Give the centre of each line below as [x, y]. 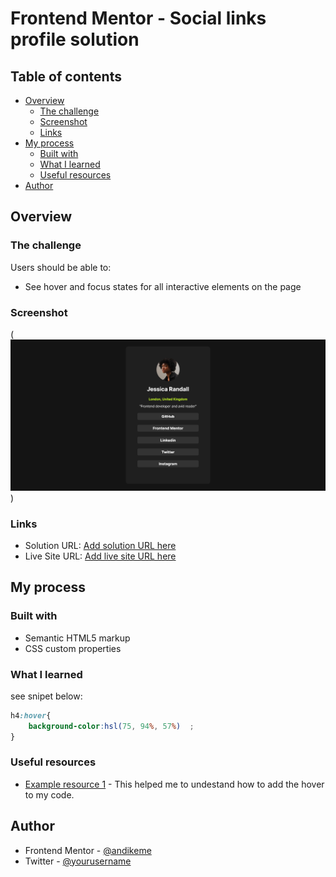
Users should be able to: [61, 267]
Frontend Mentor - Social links [138, 18]
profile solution [75, 39]
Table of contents [66, 76]
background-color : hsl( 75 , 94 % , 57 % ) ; [111, 726]
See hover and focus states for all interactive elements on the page [163, 286]
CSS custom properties [73, 648]
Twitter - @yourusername [78, 861]
